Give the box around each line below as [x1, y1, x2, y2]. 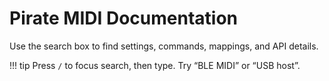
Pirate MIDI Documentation [9, 7, 239, 30]
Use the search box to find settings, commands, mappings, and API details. [9, 40, 319, 52]
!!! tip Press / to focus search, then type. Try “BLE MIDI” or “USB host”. [9, 59, 301, 71]
